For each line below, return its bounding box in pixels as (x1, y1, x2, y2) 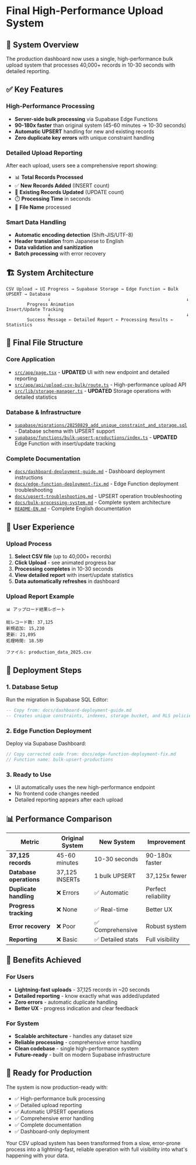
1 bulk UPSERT (94, 872, 136, 880)
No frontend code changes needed (14, 790, 99, 797)
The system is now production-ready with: (6, 1083, 108, 1091)
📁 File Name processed (14, 203, 71, 210)
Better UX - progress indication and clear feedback (14, 1004, 138, 1012)
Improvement (147, 838, 185, 846)
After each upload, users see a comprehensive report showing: (6, 162, 157, 169)
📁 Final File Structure (6, 338, 83, 348)
